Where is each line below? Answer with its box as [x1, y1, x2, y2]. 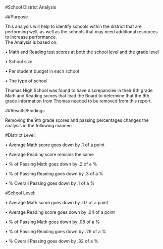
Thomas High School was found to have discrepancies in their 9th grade [5, 87, 153, 93]
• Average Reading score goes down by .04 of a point [5, 209, 115, 215]
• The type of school [5, 78, 48, 83]
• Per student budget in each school [5, 68, 79, 74]
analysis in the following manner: [5, 123, 72, 128]
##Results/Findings [5, 108, 45, 113]
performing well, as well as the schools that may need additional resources [5, 29, 158, 34]
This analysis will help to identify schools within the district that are [5, 23, 142, 29]
